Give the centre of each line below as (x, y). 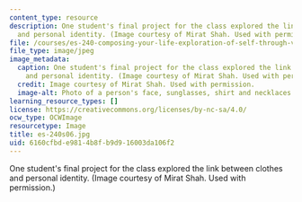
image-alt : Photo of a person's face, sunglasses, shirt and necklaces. (156, 92)
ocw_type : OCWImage (46, 118)
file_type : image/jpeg (52, 51)
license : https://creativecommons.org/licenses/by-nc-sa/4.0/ (128, 110)
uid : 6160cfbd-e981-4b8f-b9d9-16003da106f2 (92, 143)
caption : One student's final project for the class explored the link (155, 68)
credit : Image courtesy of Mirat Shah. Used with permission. (136, 84)
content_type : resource (54, 18)
